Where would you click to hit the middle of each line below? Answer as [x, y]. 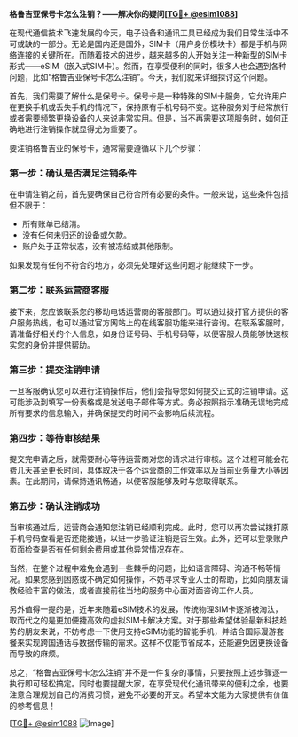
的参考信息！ [32, 706]
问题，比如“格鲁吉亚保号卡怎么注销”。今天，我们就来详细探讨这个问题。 [141, 77]
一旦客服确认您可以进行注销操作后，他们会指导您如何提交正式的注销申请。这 [149, 390]
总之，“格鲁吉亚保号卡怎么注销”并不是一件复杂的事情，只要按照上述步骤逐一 [149, 672]
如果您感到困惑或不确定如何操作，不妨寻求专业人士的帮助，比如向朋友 [153, 579]
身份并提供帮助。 [63, 344]
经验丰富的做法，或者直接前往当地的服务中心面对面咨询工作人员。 [137, 591]
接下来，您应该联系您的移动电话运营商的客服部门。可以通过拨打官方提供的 [145, 311]
